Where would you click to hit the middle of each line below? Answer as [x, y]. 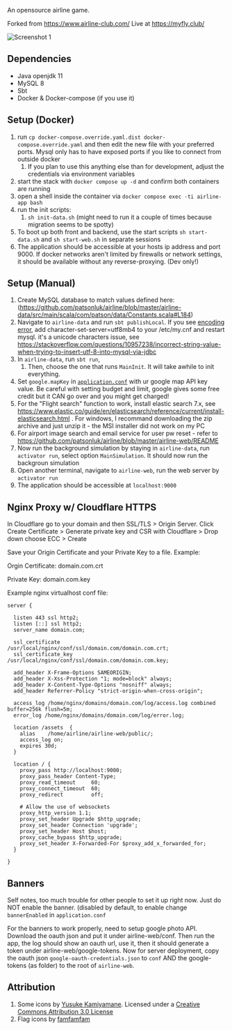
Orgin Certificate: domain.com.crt [55, 566]
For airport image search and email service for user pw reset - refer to [117, 433]
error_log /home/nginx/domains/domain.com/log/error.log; [99, 715]
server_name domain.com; [49, 630]
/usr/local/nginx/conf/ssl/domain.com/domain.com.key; [88, 661]
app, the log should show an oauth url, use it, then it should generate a [108, 944]
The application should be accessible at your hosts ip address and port [119, 246]
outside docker [39, 159]
